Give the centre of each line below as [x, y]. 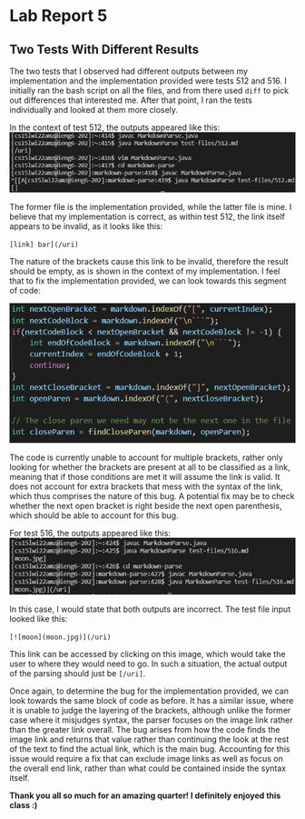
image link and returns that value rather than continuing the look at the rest [149, 739]
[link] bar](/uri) [44, 245]
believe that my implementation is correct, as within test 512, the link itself [148, 216]
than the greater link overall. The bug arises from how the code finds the [145, 729]
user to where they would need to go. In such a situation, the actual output [148, 664]
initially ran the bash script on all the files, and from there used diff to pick [149, 90]
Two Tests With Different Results [104, 50]
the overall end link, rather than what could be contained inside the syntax [148, 768]
